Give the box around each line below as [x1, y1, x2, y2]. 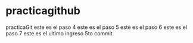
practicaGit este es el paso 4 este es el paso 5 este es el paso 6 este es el [5, 24, 188, 31]
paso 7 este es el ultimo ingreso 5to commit [5, 29, 113, 37]
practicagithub [5, 4, 81, 18]
